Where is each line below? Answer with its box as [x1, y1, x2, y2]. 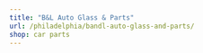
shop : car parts [9, 30, 70, 39]
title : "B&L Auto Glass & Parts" [9, 13, 135, 22]
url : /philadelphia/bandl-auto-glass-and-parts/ [9, 22, 195, 31]
